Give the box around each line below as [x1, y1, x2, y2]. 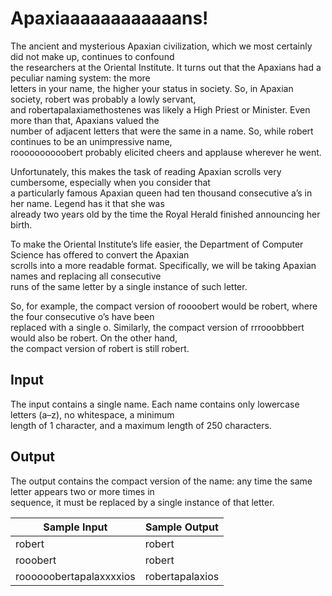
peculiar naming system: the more [10, 72, 151, 84]
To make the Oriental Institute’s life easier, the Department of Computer [10, 238, 304, 250]
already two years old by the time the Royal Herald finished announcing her [10, 208, 321, 220]
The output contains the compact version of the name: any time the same [10, 475, 313, 487]
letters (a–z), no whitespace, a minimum [10, 408, 175, 421]
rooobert [15, 553, 57, 567]
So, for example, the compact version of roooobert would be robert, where [10, 300, 318, 312]
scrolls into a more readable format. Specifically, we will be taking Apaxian [10, 259, 317, 271]
